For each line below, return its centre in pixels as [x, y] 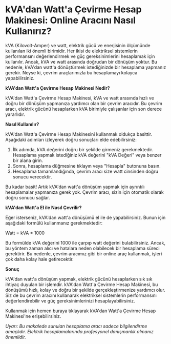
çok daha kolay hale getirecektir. [39, 259]
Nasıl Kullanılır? [22, 124]
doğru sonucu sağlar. [28, 197]
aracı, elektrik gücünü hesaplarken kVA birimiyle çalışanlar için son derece [84, 109]
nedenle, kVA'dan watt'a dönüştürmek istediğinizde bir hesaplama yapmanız [86, 67]
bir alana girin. [28, 160]
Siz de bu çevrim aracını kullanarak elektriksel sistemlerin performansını [81, 295]
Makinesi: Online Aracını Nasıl [70, 20]
